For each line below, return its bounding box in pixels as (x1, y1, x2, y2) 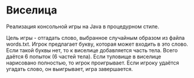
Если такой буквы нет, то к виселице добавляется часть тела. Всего (6, 46, 178, 53)
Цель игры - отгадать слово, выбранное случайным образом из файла (6, 34, 185, 41)
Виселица (6, 4, 58, 17)
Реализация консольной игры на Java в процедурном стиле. (6, 23, 159, 30)
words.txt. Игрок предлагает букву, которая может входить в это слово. (6, 40, 189, 48)
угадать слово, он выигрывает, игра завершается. (6, 65, 133, 72)
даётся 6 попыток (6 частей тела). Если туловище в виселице (6, 53, 162, 60)
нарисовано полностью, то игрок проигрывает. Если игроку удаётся (6, 59, 179, 66)
